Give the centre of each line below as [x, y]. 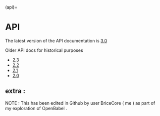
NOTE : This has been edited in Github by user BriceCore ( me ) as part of [80, 103]
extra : [15, 91]
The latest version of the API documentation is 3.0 [56, 40]
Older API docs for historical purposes [44, 50]
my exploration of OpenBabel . [36, 108]
